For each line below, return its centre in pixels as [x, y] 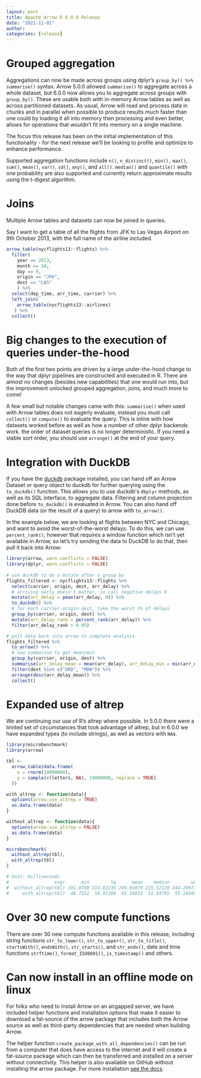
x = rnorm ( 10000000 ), [44, 772]
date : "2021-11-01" [31, 23]
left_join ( [25, 299]
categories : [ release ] [34, 34]
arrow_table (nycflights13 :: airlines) [64, 305]
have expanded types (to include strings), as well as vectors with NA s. [92, 734]
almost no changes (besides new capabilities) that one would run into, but [97, 382]
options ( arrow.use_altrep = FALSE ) [56, 827]
